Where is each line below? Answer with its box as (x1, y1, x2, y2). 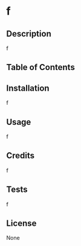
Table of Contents (6, 62, 76, 72)
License (6, 218, 37, 229)
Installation (6, 83, 50, 93)
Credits (6, 150, 35, 161)
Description (6, 29, 51, 39)
